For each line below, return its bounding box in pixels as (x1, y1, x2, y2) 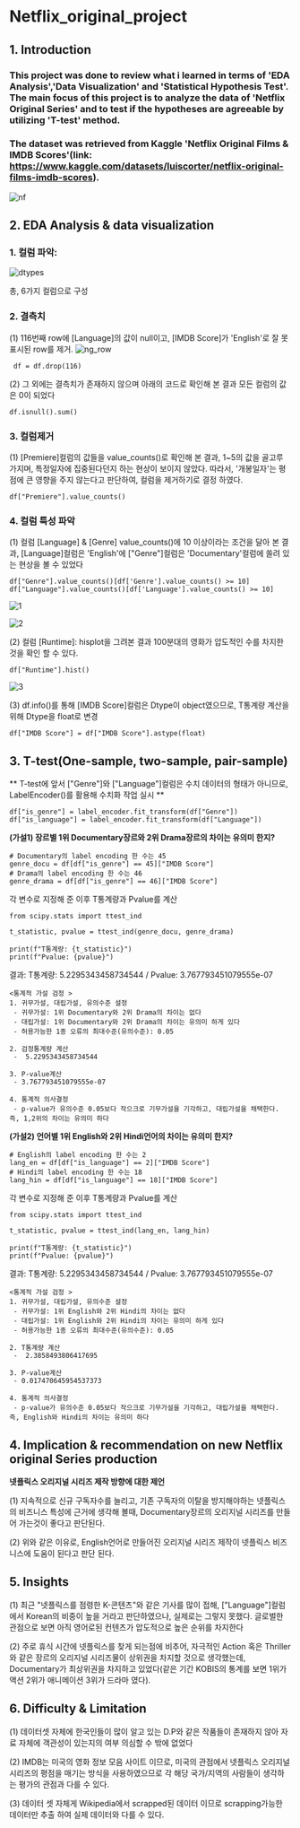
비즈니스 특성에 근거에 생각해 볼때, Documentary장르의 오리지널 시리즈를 (18, 1507, 275, 1517)
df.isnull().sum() (9, 407, 78, 416)
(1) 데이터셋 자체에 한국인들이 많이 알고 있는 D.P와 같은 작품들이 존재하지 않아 (9, 1726, 279, 1737)
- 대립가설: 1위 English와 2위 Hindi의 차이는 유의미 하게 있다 (13, 1317, 225, 1326)
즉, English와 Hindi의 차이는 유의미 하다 (9, 1413, 150, 1423)
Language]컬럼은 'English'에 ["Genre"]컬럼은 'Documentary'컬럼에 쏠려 (23, 548, 280, 559)
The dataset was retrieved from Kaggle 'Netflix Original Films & (9, 137, 289, 150)
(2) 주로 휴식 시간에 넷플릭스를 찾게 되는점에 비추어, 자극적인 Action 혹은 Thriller (9, 1641, 291, 1651)
